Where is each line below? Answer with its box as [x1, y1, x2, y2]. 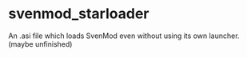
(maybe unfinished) [8, 39, 73, 48]
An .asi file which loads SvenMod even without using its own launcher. [8, 31, 240, 40]
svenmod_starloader [8, 5, 149, 23]
